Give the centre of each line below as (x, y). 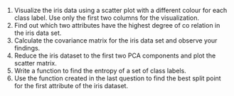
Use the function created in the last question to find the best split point (118, 78)
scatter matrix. (35, 63)
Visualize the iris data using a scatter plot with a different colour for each (121, 10)
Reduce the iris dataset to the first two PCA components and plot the (115, 55)
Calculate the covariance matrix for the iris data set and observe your (116, 41)
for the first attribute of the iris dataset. (71, 86)
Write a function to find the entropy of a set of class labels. (100, 71)
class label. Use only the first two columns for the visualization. (107, 18)
